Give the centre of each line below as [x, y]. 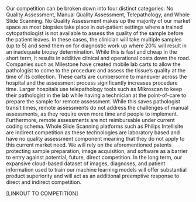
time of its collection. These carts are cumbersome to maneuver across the [97, 76]
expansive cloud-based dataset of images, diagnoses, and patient [86, 163]
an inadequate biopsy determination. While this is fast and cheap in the [92, 52]
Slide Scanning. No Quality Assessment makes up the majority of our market [98, 21]
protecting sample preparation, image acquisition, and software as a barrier [97, 151]
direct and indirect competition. [44, 182]
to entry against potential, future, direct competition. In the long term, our [94, 157]
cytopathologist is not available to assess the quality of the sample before [95, 33]
